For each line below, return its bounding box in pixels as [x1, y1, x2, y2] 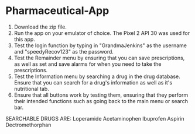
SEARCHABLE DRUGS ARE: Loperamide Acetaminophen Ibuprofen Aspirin [5, 115, 184, 122]
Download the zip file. [13, 23, 67, 30]
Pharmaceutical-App [5, 4, 110, 17]
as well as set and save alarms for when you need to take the [13, 60, 162, 68]
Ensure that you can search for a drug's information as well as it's [13, 79, 173, 86]
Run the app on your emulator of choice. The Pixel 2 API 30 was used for [13, 29, 190, 36]
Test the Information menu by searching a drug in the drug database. [13, 73, 180, 80]
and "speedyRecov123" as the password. [13, 48, 114, 55]
